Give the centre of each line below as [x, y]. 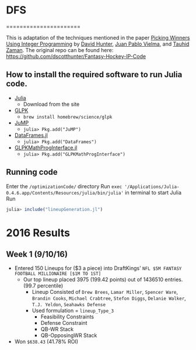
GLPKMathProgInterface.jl [46, 147]
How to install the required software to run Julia [94, 74]
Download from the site [51, 104]
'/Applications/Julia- [152, 187]
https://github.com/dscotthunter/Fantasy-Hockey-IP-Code [76, 56]
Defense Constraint [64, 323]
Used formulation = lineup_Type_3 [73, 311]
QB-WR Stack [57, 329]
